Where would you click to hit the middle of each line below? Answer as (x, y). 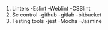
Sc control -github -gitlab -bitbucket (57, 15)
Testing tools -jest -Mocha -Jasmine (57, 21)
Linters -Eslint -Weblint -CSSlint (51, 9)
